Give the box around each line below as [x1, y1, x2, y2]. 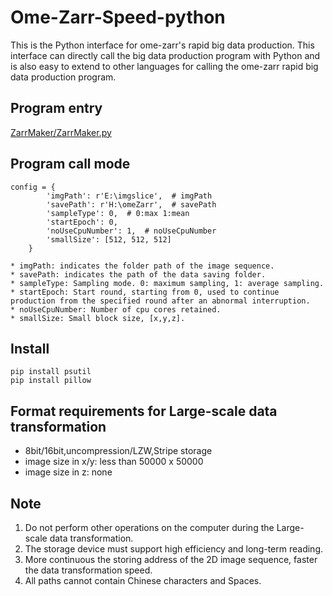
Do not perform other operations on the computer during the [24, 522, 275, 533]
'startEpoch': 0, [46, 217, 118, 227]
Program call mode [10, 156, 131, 173]
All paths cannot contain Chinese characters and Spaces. [24, 575, 262, 586]
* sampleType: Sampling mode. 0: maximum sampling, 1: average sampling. [10, 278, 325, 288]
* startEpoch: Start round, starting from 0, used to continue [10, 287, 280, 297]
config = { [10, 182, 56, 192]
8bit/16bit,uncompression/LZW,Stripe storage [24, 445, 213, 457]
